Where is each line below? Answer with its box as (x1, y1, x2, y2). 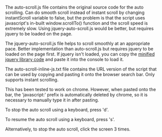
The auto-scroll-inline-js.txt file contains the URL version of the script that (5, 66, 157, 72)
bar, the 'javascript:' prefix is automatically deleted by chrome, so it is (5, 92, 148, 97)
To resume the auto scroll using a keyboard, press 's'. (5, 116, 115, 122)
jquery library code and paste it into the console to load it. (5, 56, 124, 62)
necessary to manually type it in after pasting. (5, 97, 99, 103)
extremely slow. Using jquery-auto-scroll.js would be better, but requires (5, 25, 154, 31)
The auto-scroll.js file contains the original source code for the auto (5, 4, 144, 10)
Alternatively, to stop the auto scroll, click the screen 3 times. (5, 126, 131, 132)
